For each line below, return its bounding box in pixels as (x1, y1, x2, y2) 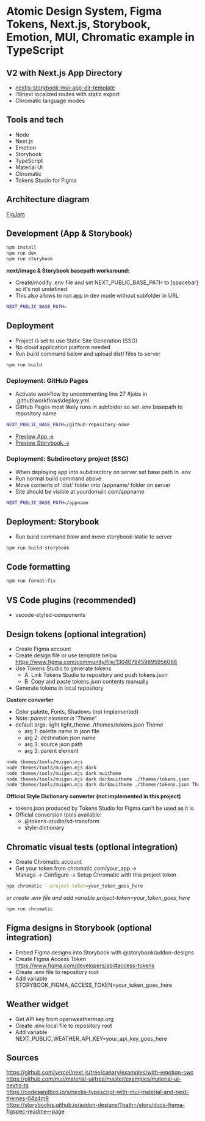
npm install (6, 244, 37, 251)
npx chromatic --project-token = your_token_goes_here (6, 883, 143, 889)
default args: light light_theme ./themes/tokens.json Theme (15, 721, 164, 728)
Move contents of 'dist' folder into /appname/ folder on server (15, 481, 171, 489)
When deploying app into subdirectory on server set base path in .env (15, 469, 191, 476)
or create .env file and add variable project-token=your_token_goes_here (6, 894, 190, 902)
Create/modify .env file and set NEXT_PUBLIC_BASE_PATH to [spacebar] (15, 279, 198, 286)
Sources (6, 1052, 39, 1063)
